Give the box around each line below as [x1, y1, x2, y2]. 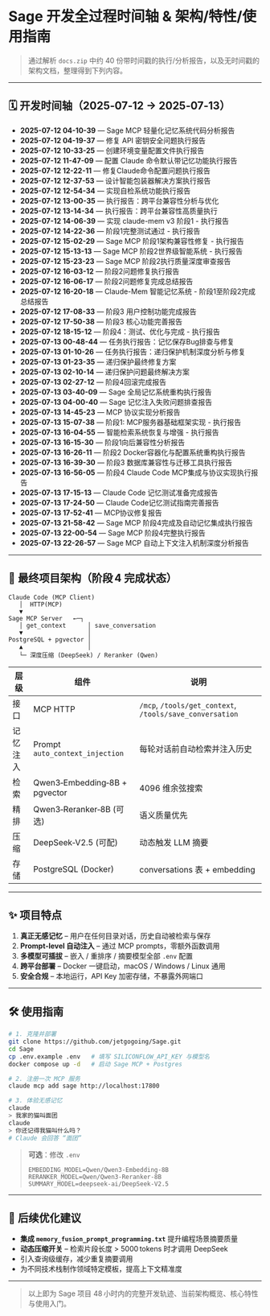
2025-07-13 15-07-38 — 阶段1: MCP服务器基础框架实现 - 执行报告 [19, 417, 242, 427]
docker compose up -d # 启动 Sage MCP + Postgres [8, 1060, 182, 1068]
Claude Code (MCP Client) [8, 593, 95, 601]
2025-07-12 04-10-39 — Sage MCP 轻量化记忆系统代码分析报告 [19, 126, 235, 135]
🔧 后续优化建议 [8, 1211, 82, 1224]
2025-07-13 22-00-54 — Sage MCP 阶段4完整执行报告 [19, 528, 207, 538]
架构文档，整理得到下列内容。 [27, 65, 127, 75]
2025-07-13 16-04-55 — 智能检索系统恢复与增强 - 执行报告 [19, 427, 219, 437]
